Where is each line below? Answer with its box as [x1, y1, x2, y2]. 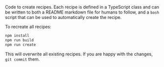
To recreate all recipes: [5, 24, 51, 30]
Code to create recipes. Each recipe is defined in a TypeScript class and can [5, 4, 160, 10]
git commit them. [5, 56, 40, 62]
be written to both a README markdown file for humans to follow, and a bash [5, 9, 160, 15]
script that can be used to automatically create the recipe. [5, 15, 122, 20]
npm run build [5, 37, 34, 43]
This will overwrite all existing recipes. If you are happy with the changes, [5, 51, 153, 57]
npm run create [5, 42, 36, 47]
